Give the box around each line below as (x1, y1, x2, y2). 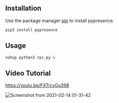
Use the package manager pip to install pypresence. (5, 17, 114, 23)
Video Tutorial (5, 68, 51, 78)
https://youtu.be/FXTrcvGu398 (5, 82, 69, 88)
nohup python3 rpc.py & (5, 55, 56, 60)
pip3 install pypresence (5, 27, 58, 32)
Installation (5, 4, 42, 13)
